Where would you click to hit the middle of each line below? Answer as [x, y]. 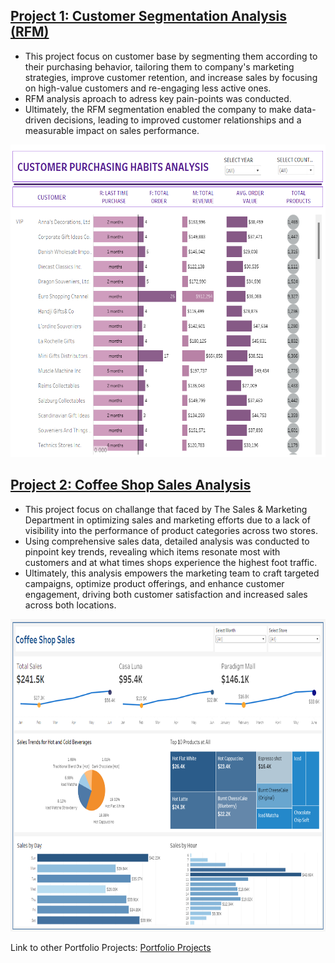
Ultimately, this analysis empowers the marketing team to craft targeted [172, 573]
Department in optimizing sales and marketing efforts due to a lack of [167, 520]
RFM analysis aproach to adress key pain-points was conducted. [158, 98]
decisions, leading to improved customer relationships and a [177, 120]
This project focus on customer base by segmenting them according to [171, 56]
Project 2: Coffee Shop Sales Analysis [131, 485]
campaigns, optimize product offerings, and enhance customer [154, 583]
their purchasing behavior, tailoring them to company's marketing [159, 66]
